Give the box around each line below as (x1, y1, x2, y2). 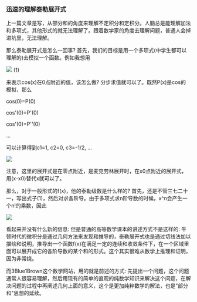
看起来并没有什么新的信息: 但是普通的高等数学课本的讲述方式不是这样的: (6, 226, 181, 233)
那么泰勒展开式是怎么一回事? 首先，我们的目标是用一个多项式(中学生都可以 (6, 47, 187, 54)
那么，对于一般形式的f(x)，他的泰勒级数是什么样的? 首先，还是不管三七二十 (6, 187, 189, 194)
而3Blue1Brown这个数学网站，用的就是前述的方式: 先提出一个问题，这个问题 (6, 267, 189, 274)
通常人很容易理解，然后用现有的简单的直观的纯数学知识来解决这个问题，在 (6, 275, 186, 282)
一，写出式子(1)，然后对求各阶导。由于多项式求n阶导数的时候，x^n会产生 (6, 195, 183, 202)
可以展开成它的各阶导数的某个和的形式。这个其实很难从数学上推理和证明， (11, 248, 191, 255)
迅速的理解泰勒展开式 (6, 5, 66, 13)
